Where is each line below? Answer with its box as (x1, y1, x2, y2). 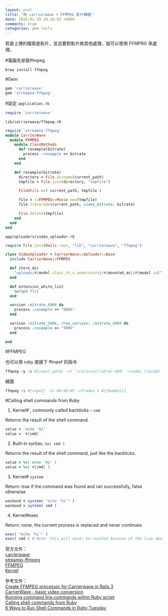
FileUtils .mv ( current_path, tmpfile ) (18, 188, 101, 193)
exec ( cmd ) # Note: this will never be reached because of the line (5, 536, 153, 541)
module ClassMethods (14, 142, 57, 147)
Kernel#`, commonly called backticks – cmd (12, 407, 100, 413)
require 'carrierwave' (5, 110, 52, 115)
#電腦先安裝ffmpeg (5, 57, 45, 63)
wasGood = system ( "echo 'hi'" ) (5, 498, 75, 504)
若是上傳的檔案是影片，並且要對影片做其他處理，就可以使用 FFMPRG (5, 41, 147, 47)
